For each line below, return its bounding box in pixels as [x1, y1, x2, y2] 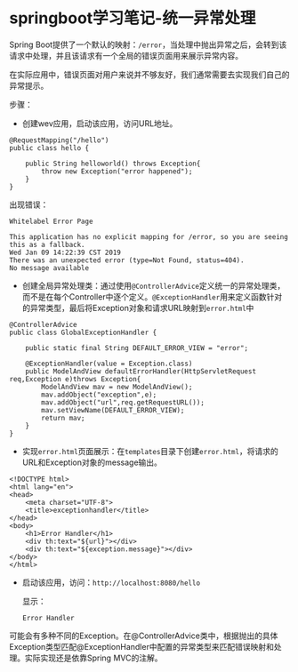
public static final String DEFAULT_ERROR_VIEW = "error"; [25, 343, 249, 352]
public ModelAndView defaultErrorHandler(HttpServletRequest [25, 366, 256, 376]
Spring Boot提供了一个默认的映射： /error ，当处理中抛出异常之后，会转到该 [9, 39, 287, 50]
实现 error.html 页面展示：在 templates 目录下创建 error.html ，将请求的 [21, 445, 278, 456]
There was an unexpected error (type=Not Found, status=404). [9, 255, 245, 265]
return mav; [41, 413, 86, 422]
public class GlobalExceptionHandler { [9, 328, 157, 337]
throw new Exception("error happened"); [41, 166, 193, 176]
